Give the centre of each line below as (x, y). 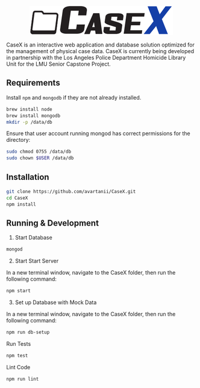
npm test (17, 356)
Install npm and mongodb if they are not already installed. (74, 97)
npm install (21, 204)
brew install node (29, 109)
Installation (28, 177)
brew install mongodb (33, 116)
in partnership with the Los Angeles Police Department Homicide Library (96, 58)
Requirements (33, 83)
